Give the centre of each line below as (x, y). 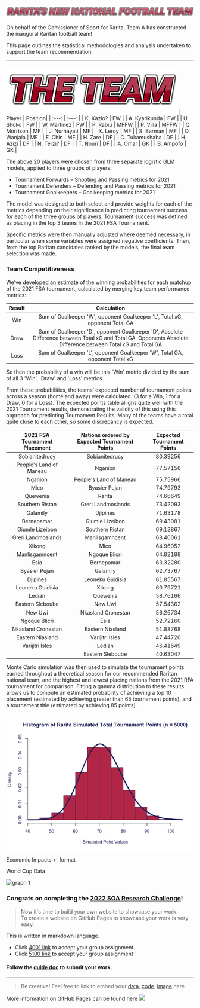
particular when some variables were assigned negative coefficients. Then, (98, 241)
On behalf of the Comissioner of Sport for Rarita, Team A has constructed (96, 28)
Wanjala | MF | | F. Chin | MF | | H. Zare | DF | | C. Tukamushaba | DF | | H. (96, 138)
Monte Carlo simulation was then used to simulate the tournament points (95, 667)
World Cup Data (26, 871)
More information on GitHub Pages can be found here (72, 998)
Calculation (111, 308)
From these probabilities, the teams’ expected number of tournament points (99, 390)
